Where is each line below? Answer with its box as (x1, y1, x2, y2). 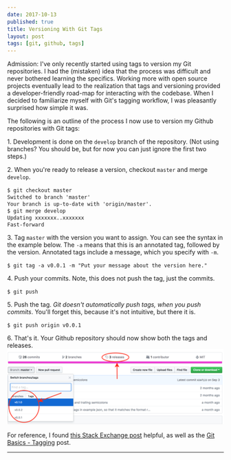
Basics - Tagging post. (7, 438, 71, 446)
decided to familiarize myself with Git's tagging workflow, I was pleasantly (7, 96, 217, 105)
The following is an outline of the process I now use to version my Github (7, 117, 214, 125)
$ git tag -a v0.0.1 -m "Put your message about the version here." (7, 262, 208, 270)
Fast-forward (7, 221, 45, 228)
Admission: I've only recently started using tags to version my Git (7, 60, 191, 68)
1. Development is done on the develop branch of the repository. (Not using (7, 138, 219, 146)
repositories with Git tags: (7, 124, 80, 133)
